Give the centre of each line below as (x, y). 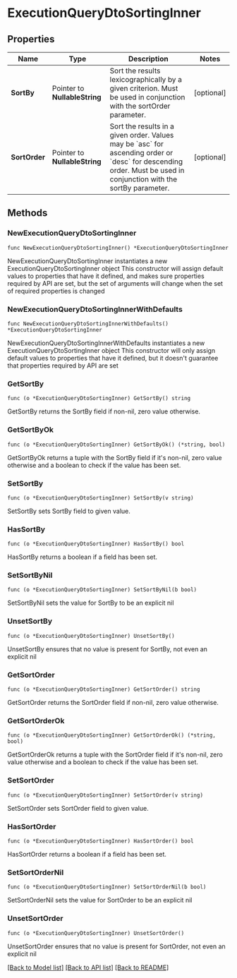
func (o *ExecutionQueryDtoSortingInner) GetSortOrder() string (104, 689)
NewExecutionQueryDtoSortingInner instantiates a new (87, 261)
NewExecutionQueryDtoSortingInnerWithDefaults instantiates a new (106, 343)
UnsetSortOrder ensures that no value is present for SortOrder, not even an (116, 946)
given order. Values (142, 135)
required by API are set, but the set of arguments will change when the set (115, 283)
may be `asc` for (137, 144)
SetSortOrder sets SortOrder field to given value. (78, 808)
